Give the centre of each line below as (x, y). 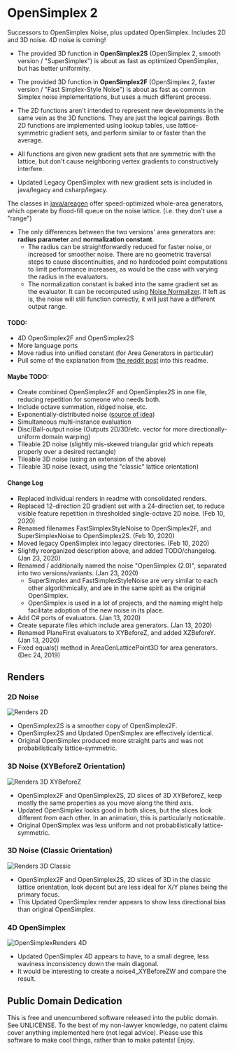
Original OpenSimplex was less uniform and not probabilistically (109, 825)
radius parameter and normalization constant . (86, 239)
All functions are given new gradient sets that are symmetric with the (116, 154)
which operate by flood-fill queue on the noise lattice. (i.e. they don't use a (115, 210)
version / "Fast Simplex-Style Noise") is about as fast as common (112, 89)
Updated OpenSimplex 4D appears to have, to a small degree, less (113, 956)
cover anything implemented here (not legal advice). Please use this (105, 1032)
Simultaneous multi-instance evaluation (74, 422)
